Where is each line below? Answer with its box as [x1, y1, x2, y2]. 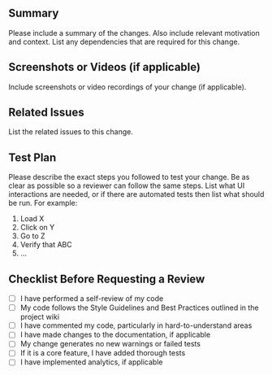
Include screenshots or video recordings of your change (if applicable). [8, 81, 247, 92]
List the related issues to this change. [8, 127, 134, 137]
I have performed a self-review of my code [19, 294, 164, 303]
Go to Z [19, 231, 46, 241]
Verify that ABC [19, 240, 72, 250]
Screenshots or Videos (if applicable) [8, 60, 201, 74]
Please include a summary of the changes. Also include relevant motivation [8, 28, 260, 37]
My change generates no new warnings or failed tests [19, 339, 201, 349]
